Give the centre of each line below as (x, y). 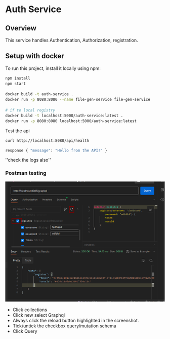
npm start (16, 84)
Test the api (17, 131)
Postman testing (26, 173)
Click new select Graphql (39, 315)
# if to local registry (30, 110)
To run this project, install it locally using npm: (53, 68)
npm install (18, 78)
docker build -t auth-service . (39, 94)
